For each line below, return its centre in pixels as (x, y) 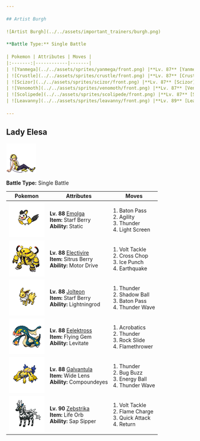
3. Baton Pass (130, 301)
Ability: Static (66, 226)
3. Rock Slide (129, 340)
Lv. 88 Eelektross (71, 330)
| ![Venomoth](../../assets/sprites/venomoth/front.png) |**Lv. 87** (94, 88)
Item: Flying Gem (71, 337)
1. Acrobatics (129, 327)
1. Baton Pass (130, 210)
